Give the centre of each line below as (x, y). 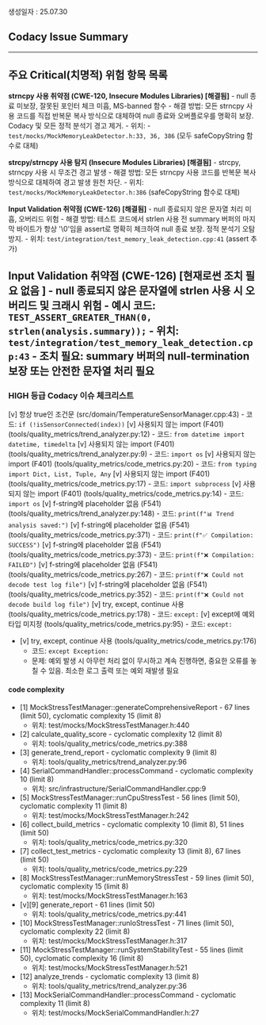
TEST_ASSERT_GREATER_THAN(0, (80, 318)
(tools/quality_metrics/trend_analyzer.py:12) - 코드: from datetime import (127, 434)
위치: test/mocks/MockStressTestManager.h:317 (109, 941)
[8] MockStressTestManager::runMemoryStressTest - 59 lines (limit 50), (137, 877)
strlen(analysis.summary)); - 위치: (94, 331)
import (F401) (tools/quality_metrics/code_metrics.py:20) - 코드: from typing (133, 464)
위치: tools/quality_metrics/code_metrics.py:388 (109, 743)
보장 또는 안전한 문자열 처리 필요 (82, 371)
